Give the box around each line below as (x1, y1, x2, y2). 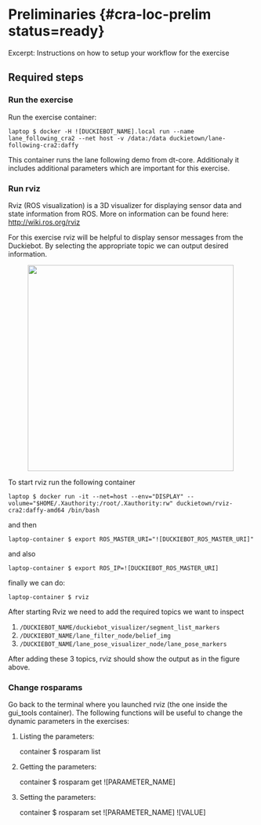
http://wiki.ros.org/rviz (8, 217, 81, 227)
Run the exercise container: (8, 112, 97, 122)
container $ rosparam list (19, 747, 101, 757)
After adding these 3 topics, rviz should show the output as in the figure (8, 654, 241, 663)
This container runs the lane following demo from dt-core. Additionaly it (8, 155, 239, 164)
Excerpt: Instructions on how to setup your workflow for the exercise (8, 48, 230, 57)
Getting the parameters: (19, 762, 97, 772)
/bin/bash (67, 506, 100, 514)
